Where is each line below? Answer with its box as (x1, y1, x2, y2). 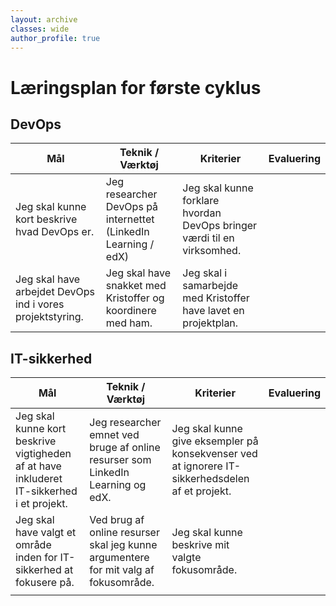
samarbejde (182, 279, 239, 293)
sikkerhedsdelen (171, 472, 250, 486)
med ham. (105, 316, 153, 330)
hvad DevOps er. (15, 225, 95, 239)
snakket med (105, 279, 167, 293)
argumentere (89, 551, 150, 565)
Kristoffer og (105, 291, 165, 305)
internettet (105, 212, 155, 226)
